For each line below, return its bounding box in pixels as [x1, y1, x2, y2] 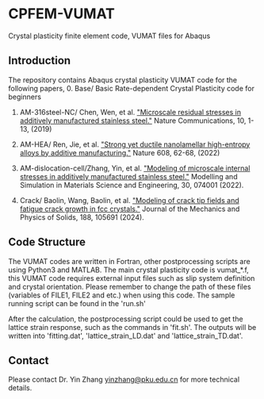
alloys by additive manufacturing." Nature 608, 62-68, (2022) [19, 148, 220, 157]
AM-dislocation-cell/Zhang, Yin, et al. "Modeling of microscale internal [19, 163, 251, 173]
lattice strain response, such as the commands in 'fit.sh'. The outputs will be [8, 322, 257, 332]
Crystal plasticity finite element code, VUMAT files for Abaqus [8, 31, 211, 40]
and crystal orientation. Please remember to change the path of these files [8, 282, 251, 291]
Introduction [8, 54, 71, 67]
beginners [8, 92, 42, 102]
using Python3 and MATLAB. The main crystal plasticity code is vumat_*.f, [8, 265, 250, 274]
